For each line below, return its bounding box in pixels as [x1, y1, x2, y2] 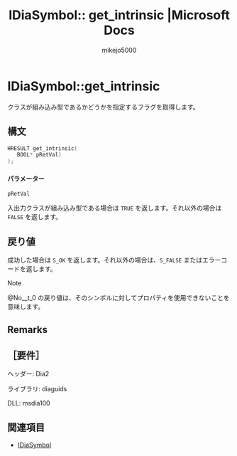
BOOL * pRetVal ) [16, 152, 62, 159]
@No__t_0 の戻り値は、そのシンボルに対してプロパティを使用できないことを [7, 294, 231, 302]
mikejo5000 [101, 46, 137, 54]
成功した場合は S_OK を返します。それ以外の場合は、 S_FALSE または [7, 256, 203, 265]
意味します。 [7, 302, 45, 311]
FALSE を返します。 [7, 213, 62, 221]
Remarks [7, 324, 48, 336]
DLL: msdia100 [7, 399, 51, 408]
